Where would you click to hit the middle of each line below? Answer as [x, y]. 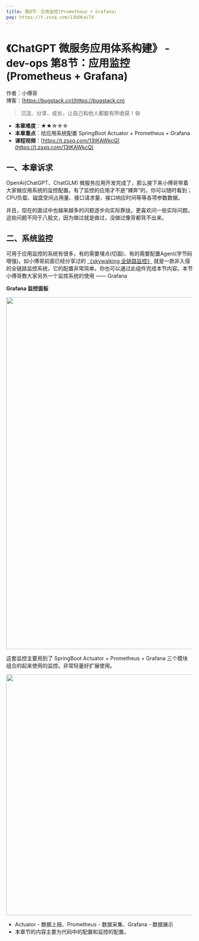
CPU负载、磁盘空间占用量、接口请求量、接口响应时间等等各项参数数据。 [95, 198]
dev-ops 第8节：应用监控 [68, 63]
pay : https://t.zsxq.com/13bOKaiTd [50, 17]
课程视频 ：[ [29, 141]
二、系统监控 [30, 238]
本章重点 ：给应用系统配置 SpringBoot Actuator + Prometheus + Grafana [102, 133]
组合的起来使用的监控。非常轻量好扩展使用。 [61, 666]
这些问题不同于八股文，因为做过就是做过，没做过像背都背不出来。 [86, 218]
